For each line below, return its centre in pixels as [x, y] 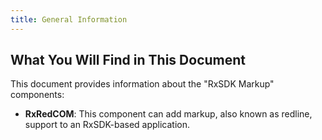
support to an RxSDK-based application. [107, 125]
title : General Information [69, 19]
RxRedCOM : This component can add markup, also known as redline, [168, 114]
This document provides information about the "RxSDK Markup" [142, 84]
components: [37, 95]
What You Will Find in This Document [128, 60]
